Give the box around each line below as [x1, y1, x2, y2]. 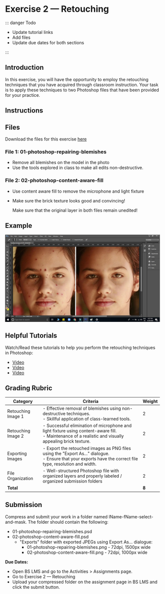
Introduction [5, 63, 44, 72]
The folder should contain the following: [27, 519, 109, 525]
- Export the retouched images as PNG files [42, 445, 131, 451]
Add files [12, 34, 31, 40]
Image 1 [7, 413, 24, 419]
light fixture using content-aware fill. [42, 428, 117, 434]
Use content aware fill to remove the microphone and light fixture [12, 188, 144, 194]
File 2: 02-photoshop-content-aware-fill [5, 177, 104, 184]
